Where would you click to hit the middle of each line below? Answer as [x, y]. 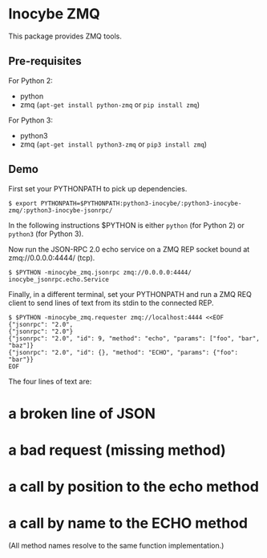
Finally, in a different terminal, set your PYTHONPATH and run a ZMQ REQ [130, 294]
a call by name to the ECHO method [128, 523]
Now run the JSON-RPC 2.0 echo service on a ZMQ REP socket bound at [129, 249]
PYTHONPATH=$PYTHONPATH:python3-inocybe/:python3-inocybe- [141, 203]
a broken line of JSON [82, 413]
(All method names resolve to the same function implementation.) [116, 546]
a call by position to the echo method [133, 487]
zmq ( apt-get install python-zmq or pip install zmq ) [110, 104]
